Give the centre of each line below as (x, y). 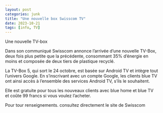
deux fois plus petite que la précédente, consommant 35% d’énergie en (77, 56)
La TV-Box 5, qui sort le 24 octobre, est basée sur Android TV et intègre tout (81, 71)
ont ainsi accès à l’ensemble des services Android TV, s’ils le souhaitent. (77, 81)
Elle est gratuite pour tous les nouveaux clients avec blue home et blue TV (79, 91)
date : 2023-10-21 (23, 23)
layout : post (18, 9)
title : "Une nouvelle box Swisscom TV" (45, 19)
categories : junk (23, 14)
